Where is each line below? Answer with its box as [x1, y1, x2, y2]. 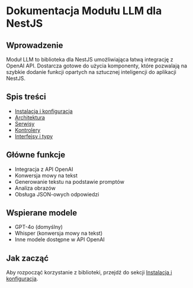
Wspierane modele [6, 208, 78, 218]
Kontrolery [14, 126, 41, 134]
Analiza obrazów [14, 185, 56, 192]
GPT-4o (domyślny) [14, 224, 63, 231]
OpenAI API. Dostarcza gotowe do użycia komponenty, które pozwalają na [6, 62, 188, 69]
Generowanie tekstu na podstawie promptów [14, 178, 124, 185]
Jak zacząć [6, 253, 49, 263]
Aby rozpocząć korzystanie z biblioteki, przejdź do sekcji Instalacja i [6, 269, 172, 276]
